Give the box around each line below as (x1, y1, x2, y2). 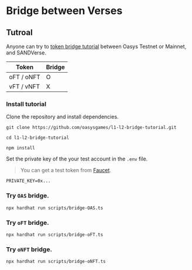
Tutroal (6, 28, 33, 37)
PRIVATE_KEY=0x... (6, 178, 51, 184)
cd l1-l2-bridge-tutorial (6, 135, 69, 141)
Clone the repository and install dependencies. (6, 113, 119, 121)
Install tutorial (6, 100, 47, 108)
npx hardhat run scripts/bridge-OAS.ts (6, 205, 104, 211)
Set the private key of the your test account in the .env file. (6, 155, 148, 162)
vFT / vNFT (9, 83, 40, 90)
